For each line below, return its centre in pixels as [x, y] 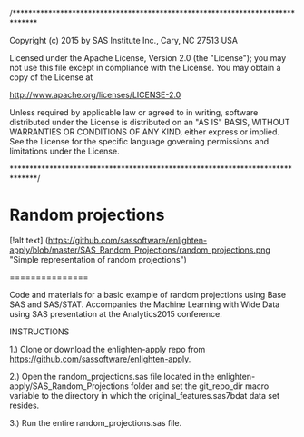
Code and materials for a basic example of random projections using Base [148, 294]
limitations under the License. [64, 151]
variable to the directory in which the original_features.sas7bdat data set [144, 395]
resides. [25, 405]
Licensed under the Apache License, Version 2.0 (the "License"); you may [148, 58]
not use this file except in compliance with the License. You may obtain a [145, 68]
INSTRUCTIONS [39, 332]
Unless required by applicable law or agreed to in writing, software [134, 112]
